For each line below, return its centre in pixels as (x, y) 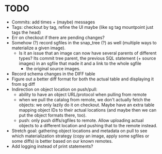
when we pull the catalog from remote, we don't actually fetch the (85, 99)
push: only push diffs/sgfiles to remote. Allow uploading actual (81, 120)
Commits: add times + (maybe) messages (53, 22)
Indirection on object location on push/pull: (54, 89)
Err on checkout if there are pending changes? (58, 38)
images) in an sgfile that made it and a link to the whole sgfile (80, 63)
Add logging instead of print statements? (52, 146)
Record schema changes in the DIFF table (53, 74)
